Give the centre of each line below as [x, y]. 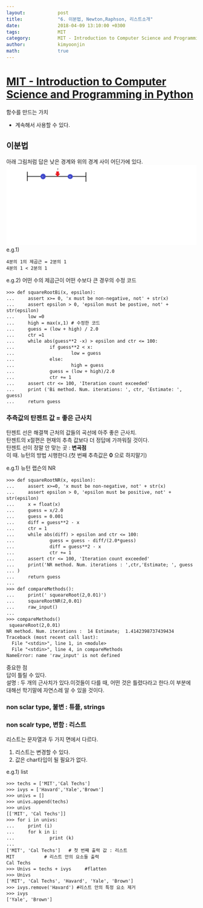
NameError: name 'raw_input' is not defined [63, 655]
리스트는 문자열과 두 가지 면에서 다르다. [52, 739]
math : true [37, 51]
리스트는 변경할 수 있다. [43, 752]
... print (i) [29, 826]
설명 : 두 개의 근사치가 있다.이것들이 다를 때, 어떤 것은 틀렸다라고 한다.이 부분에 [99, 683]
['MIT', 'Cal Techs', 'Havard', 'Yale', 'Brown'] [70, 881]
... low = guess [54, 354]
